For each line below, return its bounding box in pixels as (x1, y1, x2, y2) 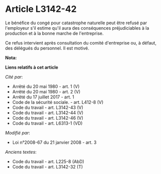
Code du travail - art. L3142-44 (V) (12, 110, 84, 116)
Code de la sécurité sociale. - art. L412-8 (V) (12, 99, 104, 105)
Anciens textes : (5, 149, 37, 155)
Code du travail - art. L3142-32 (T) (12, 164, 83, 170)
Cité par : (5, 74, 23, 80)
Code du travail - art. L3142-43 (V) (12, 104, 83, 110)
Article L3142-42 (5, 3, 77, 15)
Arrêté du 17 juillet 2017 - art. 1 (12, 94, 74, 100)
